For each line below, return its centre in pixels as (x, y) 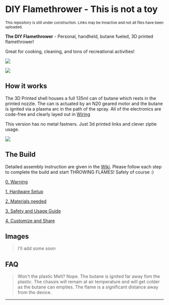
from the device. (34, 292)
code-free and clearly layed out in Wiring (48, 114)
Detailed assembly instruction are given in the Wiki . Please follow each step (83, 166)
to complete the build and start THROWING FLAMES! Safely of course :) (80, 172)
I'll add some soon (37, 248)
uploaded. (14, 27)
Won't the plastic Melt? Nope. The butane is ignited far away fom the (89, 276)
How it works (26, 86)
